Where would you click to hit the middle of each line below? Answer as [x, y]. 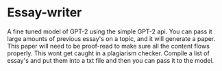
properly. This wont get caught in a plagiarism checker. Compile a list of [109, 53]
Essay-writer [45, 13]
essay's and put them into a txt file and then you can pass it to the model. [111, 60]
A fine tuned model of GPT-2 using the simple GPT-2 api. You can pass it [110, 31]
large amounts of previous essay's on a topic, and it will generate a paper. [111, 38]
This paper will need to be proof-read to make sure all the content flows [109, 46]
